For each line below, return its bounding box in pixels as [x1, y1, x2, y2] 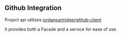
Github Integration [4, 4, 62, 12]
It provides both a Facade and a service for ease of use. [4, 26, 118, 32]
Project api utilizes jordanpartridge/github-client [4, 17, 101, 22]
